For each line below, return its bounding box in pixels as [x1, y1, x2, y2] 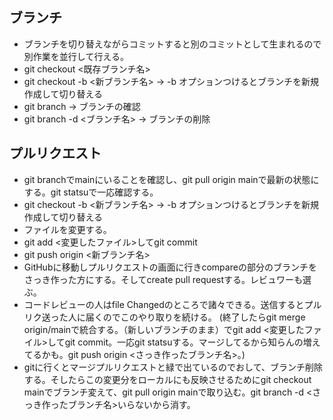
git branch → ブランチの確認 [23, 100, 141, 112]
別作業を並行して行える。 [23, 50, 129, 62]
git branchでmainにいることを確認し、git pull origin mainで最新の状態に [23, 173, 320, 185]
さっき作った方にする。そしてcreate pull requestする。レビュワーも [23, 273, 304, 285]
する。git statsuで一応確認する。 [23, 186, 159, 198]
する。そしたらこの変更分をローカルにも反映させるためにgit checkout [23, 373, 312, 385]
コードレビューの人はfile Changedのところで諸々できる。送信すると [23, 298, 305, 310]
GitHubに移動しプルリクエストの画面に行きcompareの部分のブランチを [23, 261, 317, 273]
